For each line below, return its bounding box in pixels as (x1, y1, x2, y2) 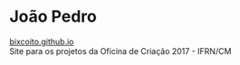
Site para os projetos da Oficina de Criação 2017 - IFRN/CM (9, 45, 232, 56)
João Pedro (9, 6, 97, 27)
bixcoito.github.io (9, 36, 74, 47)
